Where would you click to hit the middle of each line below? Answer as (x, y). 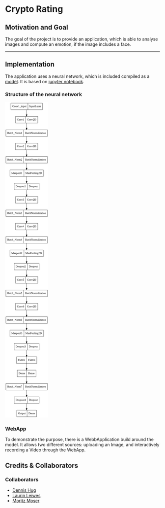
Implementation (30, 64)
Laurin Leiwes (26, 496)
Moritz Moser (26, 501)
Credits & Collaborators (42, 465)
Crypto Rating (34, 9)
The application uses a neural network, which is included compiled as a (77, 76)
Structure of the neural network (44, 94)
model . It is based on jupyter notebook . (45, 81)
